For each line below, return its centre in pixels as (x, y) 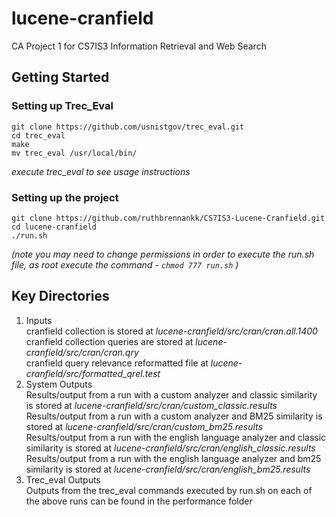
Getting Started (60, 77)
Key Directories (60, 296)
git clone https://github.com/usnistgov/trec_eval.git (128, 127)
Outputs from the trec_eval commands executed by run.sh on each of (169, 490)
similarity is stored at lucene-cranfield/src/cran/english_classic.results (170, 448)
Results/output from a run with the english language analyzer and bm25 (173, 458)
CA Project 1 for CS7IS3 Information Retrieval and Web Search (139, 46)
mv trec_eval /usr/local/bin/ (74, 153)
